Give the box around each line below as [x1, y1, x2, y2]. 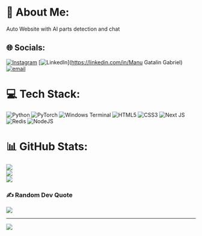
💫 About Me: [6, 5, 70, 19]
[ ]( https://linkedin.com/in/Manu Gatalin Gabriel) [38, 58, 183, 65]
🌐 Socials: [6, 43, 46, 53]
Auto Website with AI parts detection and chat [6, 25, 120, 32]
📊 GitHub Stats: [6, 139, 88, 153]
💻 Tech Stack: [6, 87, 81, 101]
